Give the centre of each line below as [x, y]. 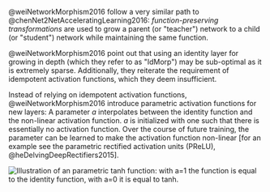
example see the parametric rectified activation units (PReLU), [112, 146]
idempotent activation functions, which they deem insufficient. [113, 79]
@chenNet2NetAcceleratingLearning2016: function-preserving [114, 20]
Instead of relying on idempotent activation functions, [98, 95]
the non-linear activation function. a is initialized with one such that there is [134, 120]
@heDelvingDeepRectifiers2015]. [64, 155]
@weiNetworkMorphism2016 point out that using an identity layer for [124, 53]
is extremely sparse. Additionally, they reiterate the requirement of [119, 70]
